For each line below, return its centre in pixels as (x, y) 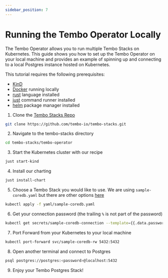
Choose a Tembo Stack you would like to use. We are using (73, 190)
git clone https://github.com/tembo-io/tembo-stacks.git (66, 124)
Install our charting (32, 171)
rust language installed (36, 94)
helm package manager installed (46, 105)
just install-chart (25, 180)
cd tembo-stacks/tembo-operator (39, 143)
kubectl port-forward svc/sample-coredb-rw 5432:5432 (62, 242)
